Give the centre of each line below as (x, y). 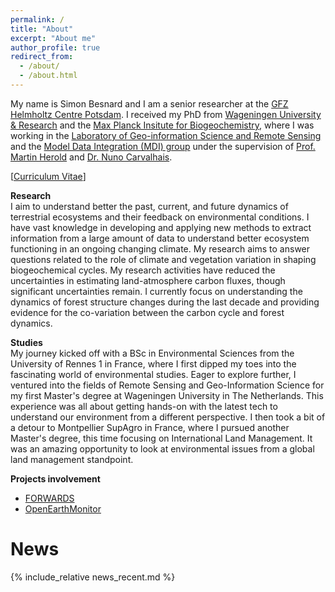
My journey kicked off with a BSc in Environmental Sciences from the (152, 353)
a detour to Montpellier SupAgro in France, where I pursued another (150, 427)
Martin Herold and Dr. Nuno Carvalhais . (91, 157)
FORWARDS (49, 498)
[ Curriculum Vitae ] (48, 176)
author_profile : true (55, 47)
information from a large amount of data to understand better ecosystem (160, 238)
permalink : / (37, 19)
